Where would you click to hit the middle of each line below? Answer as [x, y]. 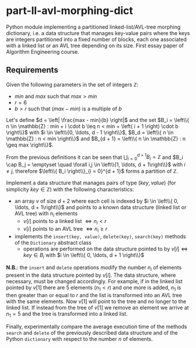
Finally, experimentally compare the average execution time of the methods [97, 326]
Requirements [32, 70]
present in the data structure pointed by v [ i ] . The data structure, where [91, 275]
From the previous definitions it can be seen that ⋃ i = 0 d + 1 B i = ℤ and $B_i [95, 157]
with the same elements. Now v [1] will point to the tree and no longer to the [96, 301]
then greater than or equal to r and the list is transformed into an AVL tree [94, 295]
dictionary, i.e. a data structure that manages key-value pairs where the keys [98, 33]
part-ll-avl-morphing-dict [69, 11]
